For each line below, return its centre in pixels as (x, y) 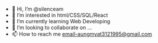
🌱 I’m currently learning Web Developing (61, 21)
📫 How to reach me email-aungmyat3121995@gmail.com (82, 34)
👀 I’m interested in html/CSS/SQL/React (60, 15)
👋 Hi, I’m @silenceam (38, 9)
